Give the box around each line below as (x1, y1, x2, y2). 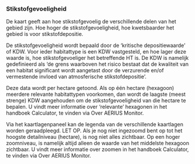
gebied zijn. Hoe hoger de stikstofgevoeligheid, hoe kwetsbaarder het (6, 24, 175, 31)
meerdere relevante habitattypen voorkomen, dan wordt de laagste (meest (6, 91, 186, 98)
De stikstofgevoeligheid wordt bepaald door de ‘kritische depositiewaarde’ (6, 42, 186, 49)
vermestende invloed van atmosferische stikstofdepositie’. (6, 73, 146, 81)
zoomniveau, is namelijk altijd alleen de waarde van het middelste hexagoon (6, 140, 189, 147)
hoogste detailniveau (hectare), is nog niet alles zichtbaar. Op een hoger (6, 133, 180, 140)
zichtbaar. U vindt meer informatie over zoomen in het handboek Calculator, (6, 146, 189, 153)
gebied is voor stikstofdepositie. (6, 31, 84, 38)
